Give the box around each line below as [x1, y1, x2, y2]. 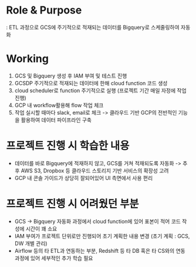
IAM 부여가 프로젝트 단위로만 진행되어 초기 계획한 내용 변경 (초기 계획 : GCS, [14, 232, 190, 239]
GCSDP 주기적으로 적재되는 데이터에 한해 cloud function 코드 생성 [14, 79, 168, 86]
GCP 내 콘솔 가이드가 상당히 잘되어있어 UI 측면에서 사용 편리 [14, 174, 153, 181]
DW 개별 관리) [14, 239, 48, 247]
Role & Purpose [6, 4, 82, 17]
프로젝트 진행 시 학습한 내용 [6, 139, 130, 153]
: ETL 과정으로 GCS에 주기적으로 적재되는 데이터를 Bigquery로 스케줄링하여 [6, 24, 180, 31]
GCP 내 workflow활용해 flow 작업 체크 [14, 101, 104, 109]
